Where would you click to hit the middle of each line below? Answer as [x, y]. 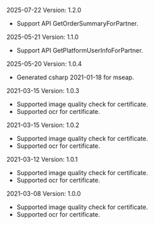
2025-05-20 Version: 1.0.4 [44, 64]
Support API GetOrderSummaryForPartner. [77, 23]
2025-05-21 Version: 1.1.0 [43, 37]
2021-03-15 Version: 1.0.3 [43, 91]
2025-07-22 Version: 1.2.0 [44, 10]
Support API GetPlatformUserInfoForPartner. [80, 50]
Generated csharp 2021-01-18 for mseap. [75, 77]
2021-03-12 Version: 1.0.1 [42, 159]
